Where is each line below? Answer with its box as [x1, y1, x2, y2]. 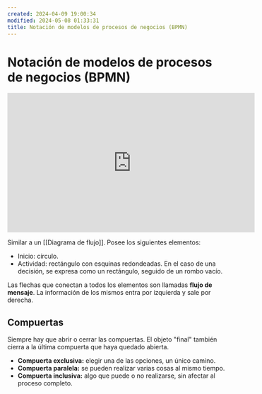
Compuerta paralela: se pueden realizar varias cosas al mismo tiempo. [17, 364, 225, 373]
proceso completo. [17, 379, 73, 388]
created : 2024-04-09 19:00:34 [7, 10, 97, 18]
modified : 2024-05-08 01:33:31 [7, 17, 100, 24]
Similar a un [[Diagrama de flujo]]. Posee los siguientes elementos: [7, 238, 201, 247]
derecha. [7, 295, 34, 305]
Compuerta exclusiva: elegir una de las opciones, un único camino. [17, 356, 216, 365]
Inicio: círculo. [17, 252, 59, 261]
